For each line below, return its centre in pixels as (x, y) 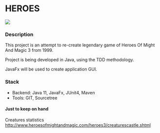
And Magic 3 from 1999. (29, 50)
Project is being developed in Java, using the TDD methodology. (70, 60)
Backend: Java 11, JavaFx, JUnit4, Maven (53, 92)
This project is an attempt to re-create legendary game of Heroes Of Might (80, 45)
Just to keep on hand (27, 109)
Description (19, 34)
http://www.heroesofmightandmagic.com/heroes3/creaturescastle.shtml (78, 125)
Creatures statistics (25, 120)
